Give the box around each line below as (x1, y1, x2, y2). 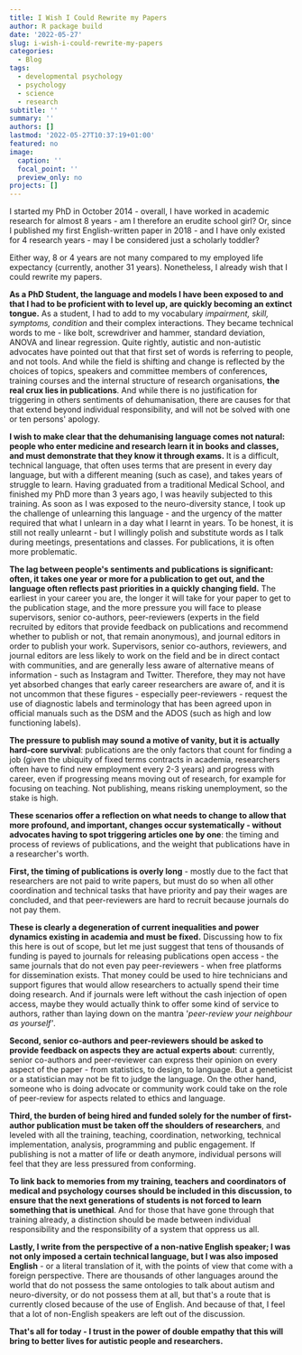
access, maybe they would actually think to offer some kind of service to (9, 999, 279, 1010)
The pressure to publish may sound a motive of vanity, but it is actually (9, 735, 280, 746)
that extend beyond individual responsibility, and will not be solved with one (9, 404, 291, 416)
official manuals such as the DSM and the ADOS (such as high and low (9, 708, 272, 719)
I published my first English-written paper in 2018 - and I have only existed (9, 225, 286, 236)
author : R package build (9, 22, 103, 31)
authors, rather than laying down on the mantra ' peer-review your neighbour (9, 1008, 293, 1019)
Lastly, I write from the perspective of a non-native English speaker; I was (9, 1241, 291, 1252)
